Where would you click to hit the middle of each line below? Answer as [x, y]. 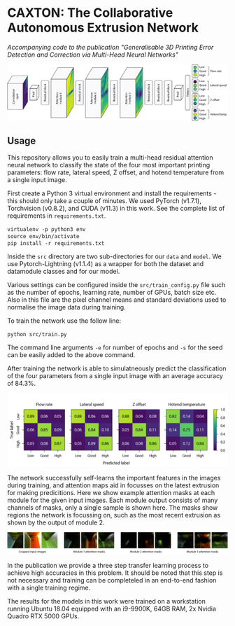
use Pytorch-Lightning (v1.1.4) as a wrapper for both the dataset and [106, 264]
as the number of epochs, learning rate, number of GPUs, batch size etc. [112, 293]
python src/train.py [37, 335]
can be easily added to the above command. [71, 355]
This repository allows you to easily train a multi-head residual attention [110, 158]
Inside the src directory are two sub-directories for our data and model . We [114, 256]
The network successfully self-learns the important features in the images [114, 478]
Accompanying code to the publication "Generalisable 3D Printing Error [111, 47]
